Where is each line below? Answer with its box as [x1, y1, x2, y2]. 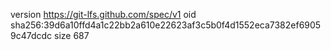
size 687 [54, 30, 90, 41]
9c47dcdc [10, 30, 53, 41]
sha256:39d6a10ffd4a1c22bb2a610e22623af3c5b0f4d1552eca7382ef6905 [10, 19, 322, 31]
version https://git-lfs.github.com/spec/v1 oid [10, 9, 197, 20]
